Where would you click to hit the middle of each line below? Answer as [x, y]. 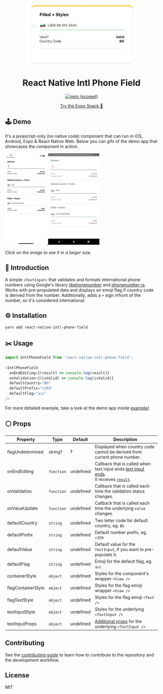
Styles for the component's [122, 573]
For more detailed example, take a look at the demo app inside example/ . [78, 408]
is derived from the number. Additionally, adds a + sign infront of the [73, 295]
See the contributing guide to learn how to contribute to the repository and [80, 654]
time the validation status [120, 491]
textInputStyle [21, 612]
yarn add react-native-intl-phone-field [47, 327]
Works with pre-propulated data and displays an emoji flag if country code [79, 290]
